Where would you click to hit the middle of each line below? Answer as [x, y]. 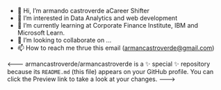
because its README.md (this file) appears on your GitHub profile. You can [110, 72]
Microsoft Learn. [41, 33]
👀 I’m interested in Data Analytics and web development [97, 18]
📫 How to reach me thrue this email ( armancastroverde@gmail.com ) [116, 48]
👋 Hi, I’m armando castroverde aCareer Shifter [83, 11]
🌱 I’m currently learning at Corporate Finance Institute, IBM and [108, 25]
